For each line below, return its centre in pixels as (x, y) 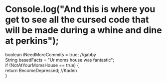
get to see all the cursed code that (77, 20)
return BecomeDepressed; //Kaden (41, 70)
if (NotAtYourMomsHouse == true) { (42, 65)
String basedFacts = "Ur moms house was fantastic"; (60, 60)
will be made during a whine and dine (83, 30)
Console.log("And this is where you (80, 9)
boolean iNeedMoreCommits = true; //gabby (51, 54)
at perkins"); (32, 41)
